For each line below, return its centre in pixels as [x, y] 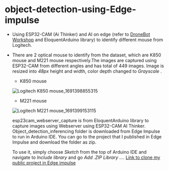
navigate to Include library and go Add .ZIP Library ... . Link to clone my [86, 157]
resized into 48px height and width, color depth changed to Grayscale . [87, 71]
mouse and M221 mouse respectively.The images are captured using [84, 60]
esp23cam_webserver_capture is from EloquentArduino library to [80, 120]
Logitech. [22, 45]
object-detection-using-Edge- [71, 9]
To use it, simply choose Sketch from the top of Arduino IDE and [79, 152]
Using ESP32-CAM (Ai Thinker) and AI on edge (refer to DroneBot [81, 34]
